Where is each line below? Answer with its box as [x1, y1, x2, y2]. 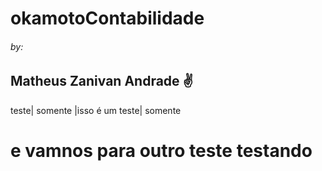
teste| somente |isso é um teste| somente [10, 104, 182, 116]
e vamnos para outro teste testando [10, 140, 313, 162]
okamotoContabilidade [10, 7, 205, 30]
